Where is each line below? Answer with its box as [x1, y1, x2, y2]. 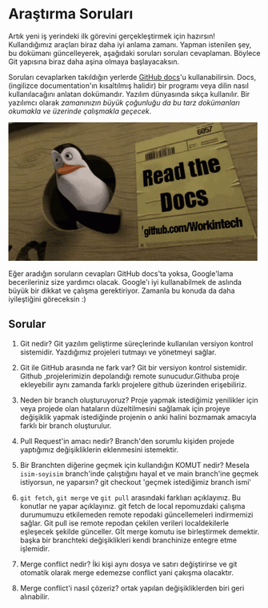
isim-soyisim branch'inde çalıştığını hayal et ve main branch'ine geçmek [19, 469, 259, 478]
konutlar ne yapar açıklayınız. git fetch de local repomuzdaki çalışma [19, 501, 246, 510]
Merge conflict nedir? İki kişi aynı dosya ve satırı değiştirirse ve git [19, 559, 238, 569]
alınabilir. [19, 591, 50, 601]
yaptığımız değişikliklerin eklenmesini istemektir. [19, 445, 178, 454]
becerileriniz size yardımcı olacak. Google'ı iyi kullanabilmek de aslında [8, 277, 242, 286]
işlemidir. [19, 543, 50, 553]
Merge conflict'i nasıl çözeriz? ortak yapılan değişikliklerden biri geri [19, 583, 245, 593]
